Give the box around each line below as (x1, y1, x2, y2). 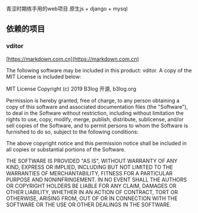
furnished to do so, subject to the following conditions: (6, 128, 138, 135)
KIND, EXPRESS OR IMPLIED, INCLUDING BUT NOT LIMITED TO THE (6, 164, 173, 171)
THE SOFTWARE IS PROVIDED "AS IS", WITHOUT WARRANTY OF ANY (6, 157, 178, 164)
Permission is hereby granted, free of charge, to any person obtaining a (6, 96, 180, 104)
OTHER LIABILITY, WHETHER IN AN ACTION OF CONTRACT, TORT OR (6, 188, 178, 195)
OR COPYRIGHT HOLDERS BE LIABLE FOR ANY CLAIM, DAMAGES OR (6, 182, 177, 189)
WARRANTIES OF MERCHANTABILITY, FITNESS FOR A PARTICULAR (6, 169, 173, 177)
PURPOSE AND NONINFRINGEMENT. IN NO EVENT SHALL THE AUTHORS (6, 176, 187, 183)
